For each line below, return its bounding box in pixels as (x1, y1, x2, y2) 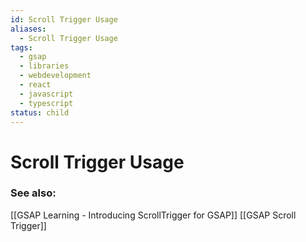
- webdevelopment (19, 71, 92, 81)
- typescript (19, 98, 74, 108)
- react (19, 80, 52, 90)
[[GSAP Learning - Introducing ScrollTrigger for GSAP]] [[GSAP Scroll (10, 209, 297, 221)
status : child (10, 107, 70, 118)
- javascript (19, 89, 74, 99)
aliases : (10, 24, 47, 34)
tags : (10, 42, 33, 53)
